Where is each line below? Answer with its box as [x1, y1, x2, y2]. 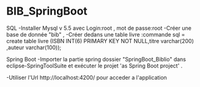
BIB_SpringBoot [6, 4, 87, 18]
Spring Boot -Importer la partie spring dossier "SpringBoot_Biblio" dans [6, 55, 187, 63]
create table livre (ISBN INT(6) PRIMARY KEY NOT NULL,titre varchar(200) [6, 37, 194, 44]
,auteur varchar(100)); [6, 44, 62, 51]
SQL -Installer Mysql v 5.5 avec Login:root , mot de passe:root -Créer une [6, 24, 191, 32]
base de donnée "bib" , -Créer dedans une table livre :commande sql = [6, 30, 185, 38]
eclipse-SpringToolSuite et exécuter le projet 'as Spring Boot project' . [6, 62, 183, 69]
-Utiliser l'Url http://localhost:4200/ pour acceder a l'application [6, 74, 167, 81]
